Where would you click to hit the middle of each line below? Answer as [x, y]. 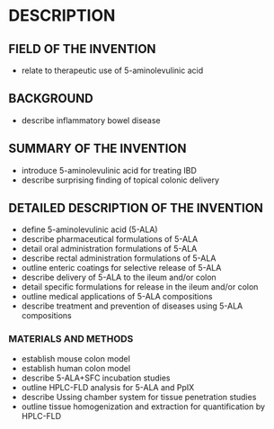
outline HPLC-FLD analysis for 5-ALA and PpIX [108, 387]
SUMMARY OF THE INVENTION [97, 149]
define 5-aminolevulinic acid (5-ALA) [89, 229]
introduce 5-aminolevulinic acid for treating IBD [109, 170]
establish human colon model [76, 368]
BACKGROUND [51, 98]
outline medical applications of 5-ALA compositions [117, 297]
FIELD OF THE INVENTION [82, 49]
